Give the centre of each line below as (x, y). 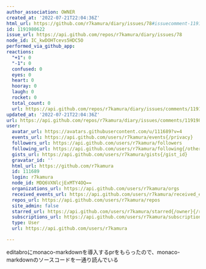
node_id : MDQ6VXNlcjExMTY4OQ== (52, 183)
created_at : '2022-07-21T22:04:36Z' (53, 18)
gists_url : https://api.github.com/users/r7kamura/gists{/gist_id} (100, 154)
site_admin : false (36, 206)
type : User (26, 223)
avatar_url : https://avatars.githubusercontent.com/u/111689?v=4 (97, 132)
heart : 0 (23, 80)
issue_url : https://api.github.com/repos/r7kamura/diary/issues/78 (94, 35)
